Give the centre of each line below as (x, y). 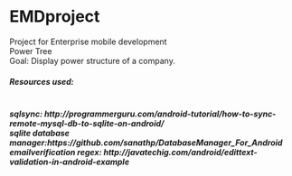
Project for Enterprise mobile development (88, 42)
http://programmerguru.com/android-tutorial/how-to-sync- (160, 114)
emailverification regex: (56, 152)
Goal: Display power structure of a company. (93, 60)
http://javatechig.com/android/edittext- (180, 152)
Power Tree (31, 51)
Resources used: (42, 81)
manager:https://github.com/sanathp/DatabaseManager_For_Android (146, 143)
